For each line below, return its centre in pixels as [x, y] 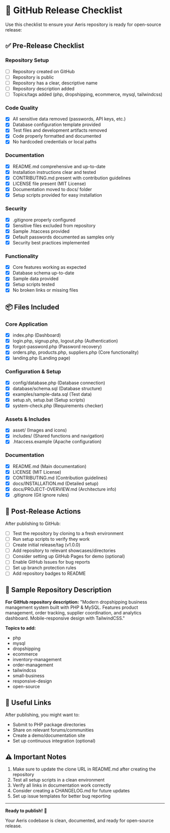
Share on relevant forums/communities [53, 730]
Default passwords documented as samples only [63, 237]
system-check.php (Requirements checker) [58, 406]
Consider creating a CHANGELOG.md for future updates [71, 790]
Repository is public [33, 77]
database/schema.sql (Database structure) [57, 388]
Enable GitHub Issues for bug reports [51, 562]
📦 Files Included [32, 307]
